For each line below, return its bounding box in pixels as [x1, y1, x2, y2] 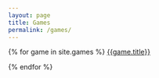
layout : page [8, 11, 51, 19]
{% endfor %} [8, 62, 53, 72]
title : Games [8, 19, 51, 27]
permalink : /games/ [8, 26, 72, 34]
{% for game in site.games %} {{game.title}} [8, 48, 151, 57]
